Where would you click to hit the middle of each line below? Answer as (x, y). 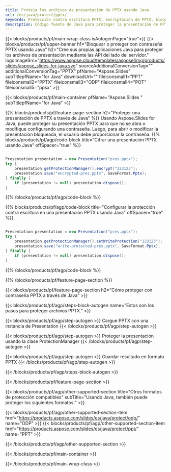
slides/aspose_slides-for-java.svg (40, 66)
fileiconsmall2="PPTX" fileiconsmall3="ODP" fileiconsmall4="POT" (76, 82)
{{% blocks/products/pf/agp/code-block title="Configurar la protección (80, 207)
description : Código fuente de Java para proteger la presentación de (82, 24)
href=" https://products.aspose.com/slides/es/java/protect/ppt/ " (72, 429)
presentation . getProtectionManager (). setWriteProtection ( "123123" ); (89, 241)
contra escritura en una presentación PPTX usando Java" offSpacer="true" (84, 213)
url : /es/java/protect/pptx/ (36, 15)
